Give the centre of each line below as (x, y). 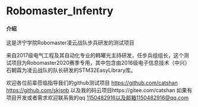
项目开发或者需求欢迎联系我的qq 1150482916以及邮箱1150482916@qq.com (98, 98)
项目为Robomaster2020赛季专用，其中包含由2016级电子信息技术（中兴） (101, 63)
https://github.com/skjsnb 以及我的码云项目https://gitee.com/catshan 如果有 (99, 90)
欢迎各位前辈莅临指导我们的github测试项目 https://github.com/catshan (92, 83)
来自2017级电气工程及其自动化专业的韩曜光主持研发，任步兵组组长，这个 (95, 55)
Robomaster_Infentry (60, 11)
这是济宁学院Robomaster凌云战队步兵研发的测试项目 (70, 43)
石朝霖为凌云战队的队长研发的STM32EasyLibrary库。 (71, 70)
